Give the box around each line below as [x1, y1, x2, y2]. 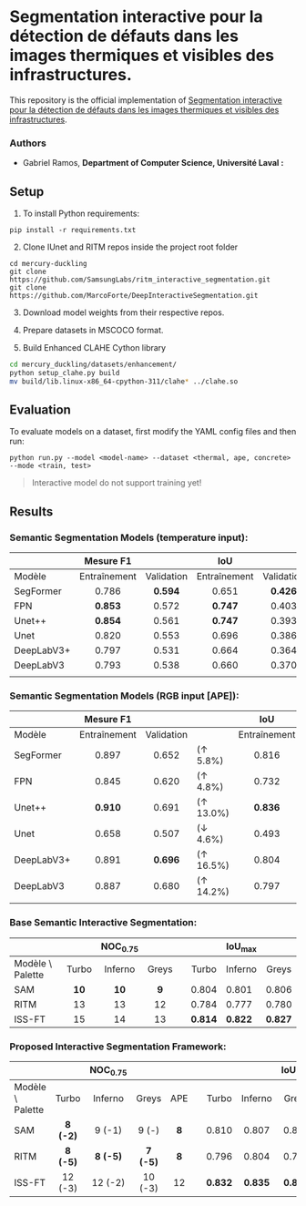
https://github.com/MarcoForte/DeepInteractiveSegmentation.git [9, 291, 259, 301]
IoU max [226, 940, 258, 954]
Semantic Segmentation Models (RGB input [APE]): [9, 690, 240, 702]
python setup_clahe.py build [9, 368, 120, 377]
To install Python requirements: [22, 208, 140, 220]
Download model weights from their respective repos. [22, 307, 225, 318]
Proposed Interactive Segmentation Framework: [9, 1040, 227, 1053]
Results [9, 504, 54, 519]
